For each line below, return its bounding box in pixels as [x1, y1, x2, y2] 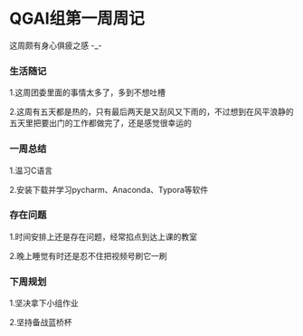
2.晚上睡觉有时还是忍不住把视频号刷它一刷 [9, 250, 167, 261]
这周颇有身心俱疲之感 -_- [9, 40, 102, 51]
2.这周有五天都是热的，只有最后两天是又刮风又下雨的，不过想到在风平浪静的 [9, 106, 294, 118]
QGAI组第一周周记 [9, 8, 145, 29]
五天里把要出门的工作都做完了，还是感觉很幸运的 [9, 118, 192, 129]
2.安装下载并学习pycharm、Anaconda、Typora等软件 [9, 184, 209, 195]
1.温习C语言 [9, 165, 52, 176]
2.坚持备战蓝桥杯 [9, 317, 72, 328]
